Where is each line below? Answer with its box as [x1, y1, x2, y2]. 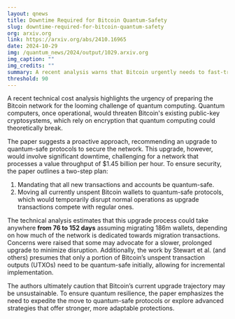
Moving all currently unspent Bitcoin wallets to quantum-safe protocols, [17, 188, 224, 196]
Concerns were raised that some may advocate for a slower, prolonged [7, 239, 212, 247]
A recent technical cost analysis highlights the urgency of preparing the [7, 94, 213, 103]
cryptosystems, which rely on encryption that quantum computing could [7, 117, 215, 125]
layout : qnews [7, 10, 49, 17]
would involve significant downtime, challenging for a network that [7, 152, 199, 161]
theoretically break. [7, 124, 63, 133]
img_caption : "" [7, 56, 55, 63]
